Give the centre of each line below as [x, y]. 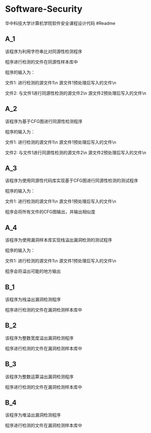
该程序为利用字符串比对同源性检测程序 [43, 51]
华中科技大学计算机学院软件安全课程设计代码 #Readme [60, 23]
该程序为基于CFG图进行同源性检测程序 [44, 121]
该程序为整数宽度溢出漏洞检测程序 [39, 338]
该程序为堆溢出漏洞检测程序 [33, 415]
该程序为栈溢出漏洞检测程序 [33, 299]
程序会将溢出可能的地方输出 [33, 271]
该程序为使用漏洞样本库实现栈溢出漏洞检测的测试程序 [59, 240]
